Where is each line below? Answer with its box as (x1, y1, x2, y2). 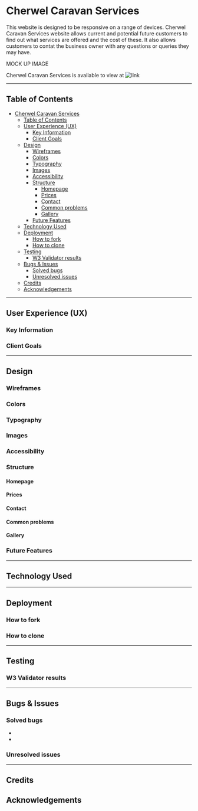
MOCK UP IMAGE (6, 60, 49, 67)
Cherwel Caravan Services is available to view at (6, 71, 124, 79)
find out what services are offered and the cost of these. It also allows (6, 36, 176, 43)
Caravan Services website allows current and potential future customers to (6, 30, 188, 37)
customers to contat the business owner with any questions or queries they (6, 42, 190, 50)
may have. (6, 48, 31, 55)
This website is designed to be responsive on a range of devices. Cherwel (6, 24, 186, 31)
